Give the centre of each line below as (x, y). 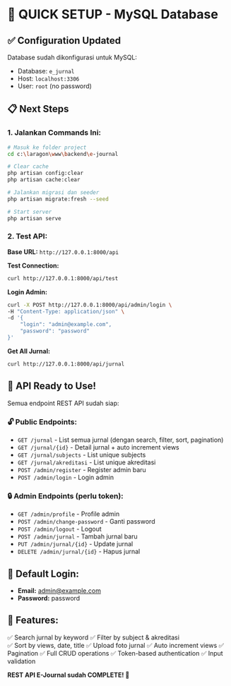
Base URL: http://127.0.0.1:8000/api (63, 252)
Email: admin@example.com (59, 591)
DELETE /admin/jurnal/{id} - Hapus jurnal (79, 552)
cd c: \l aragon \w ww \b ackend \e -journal (63, 154)
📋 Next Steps (38, 109)
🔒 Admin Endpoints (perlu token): (65, 495)
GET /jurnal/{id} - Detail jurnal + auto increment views (98, 447)
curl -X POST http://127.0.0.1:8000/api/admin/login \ (90, 305)
